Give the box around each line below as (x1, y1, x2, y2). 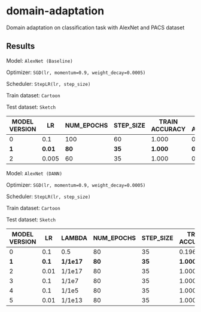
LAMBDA (61, 234, 88, 242)
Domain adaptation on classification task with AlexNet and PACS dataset (6, 24, 185, 31)
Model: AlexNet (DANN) (6, 169, 63, 177)
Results (6, 41, 35, 51)
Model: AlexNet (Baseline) (6, 57, 73, 64)
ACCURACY (151, 125, 186, 133)
